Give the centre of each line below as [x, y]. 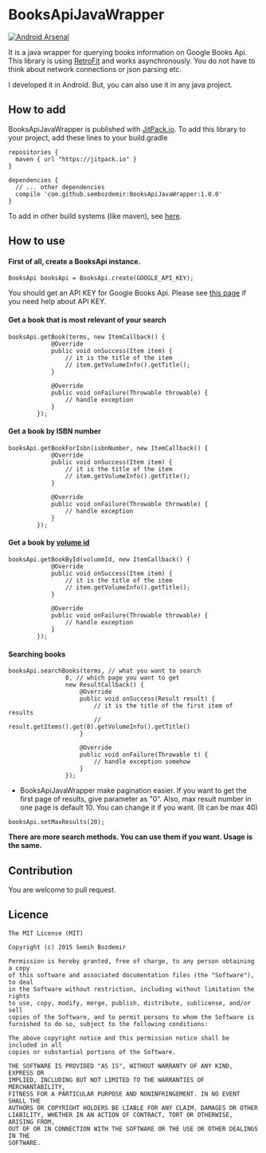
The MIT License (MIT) [46, 933]
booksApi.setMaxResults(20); [57, 822]
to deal [21, 982]
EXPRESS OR [26, 1073]
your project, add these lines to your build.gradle [88, 137]
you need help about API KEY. [57, 302]
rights [19, 996]
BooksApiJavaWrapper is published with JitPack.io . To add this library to [127, 129]
